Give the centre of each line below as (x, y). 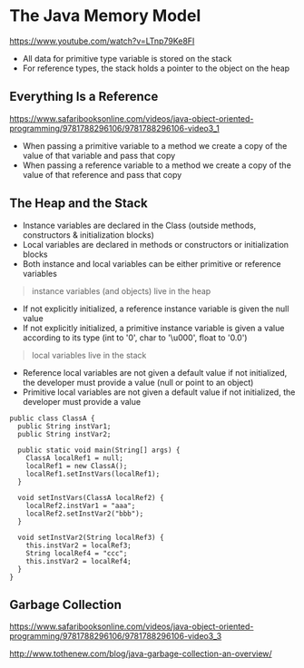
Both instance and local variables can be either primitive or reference (152, 263)
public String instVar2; (64, 434)
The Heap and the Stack (78, 204)
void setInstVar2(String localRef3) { (91, 537)
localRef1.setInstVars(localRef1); (93, 474)
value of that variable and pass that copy (99, 155)
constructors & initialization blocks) (88, 235)
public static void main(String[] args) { (99, 450)
